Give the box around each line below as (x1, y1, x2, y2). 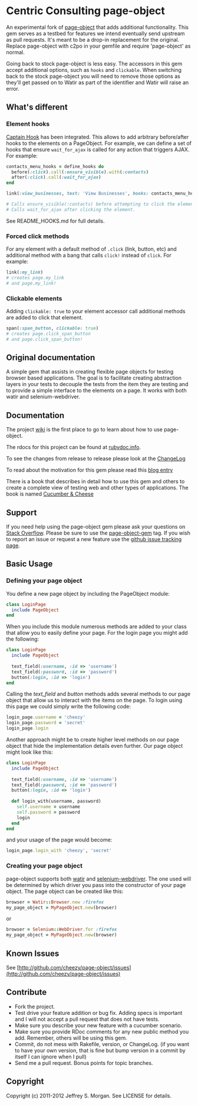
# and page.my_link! (6, 280, 57, 286)
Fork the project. (14, 1003, 55, 1010)
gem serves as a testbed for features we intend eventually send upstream (6, 29, 185, 37)
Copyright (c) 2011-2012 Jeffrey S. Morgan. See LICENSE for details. (6, 1092, 172, 1099)
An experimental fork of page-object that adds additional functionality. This (6, 24, 189, 31)
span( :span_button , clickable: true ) (6, 325, 99, 331)
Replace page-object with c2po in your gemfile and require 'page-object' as (6, 42, 191, 50)
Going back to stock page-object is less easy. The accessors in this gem (6, 60, 183, 67)
